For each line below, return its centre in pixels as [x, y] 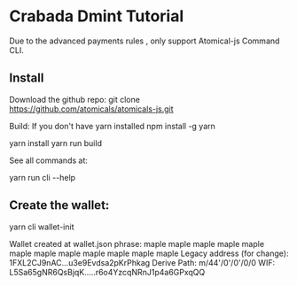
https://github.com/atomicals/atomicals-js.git [92, 109]
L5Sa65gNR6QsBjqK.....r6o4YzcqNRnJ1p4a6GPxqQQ [107, 272]
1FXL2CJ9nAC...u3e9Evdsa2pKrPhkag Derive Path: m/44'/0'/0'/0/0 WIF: [142, 262]
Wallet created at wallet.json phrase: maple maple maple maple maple [137, 243]
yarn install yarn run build [55, 143]
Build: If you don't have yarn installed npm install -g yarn [112, 126]
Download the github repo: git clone [74, 99]
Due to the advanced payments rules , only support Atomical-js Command [145, 41]
